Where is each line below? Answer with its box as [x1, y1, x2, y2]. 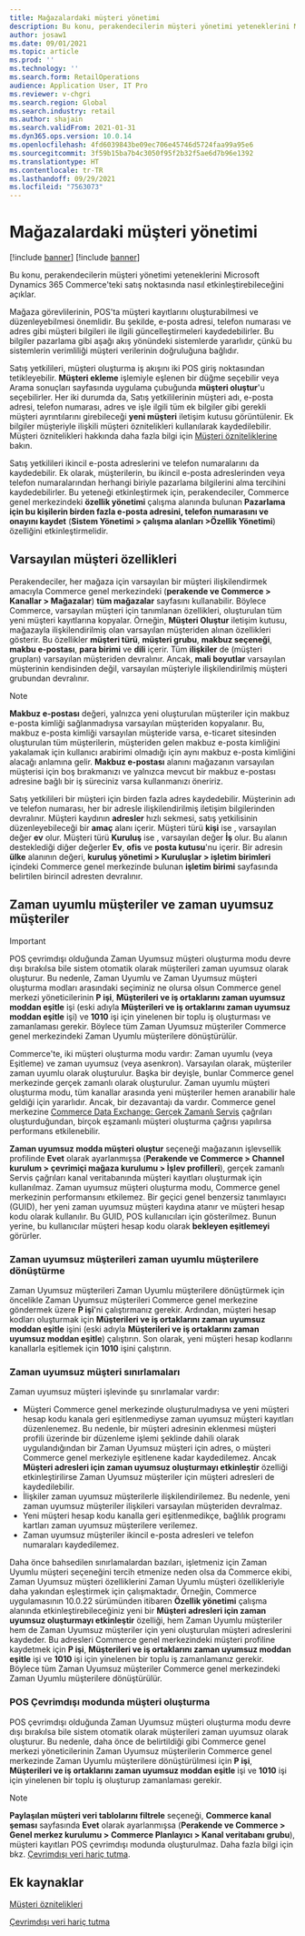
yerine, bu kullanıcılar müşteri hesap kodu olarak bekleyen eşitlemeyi [9, 1221, 271, 1232]
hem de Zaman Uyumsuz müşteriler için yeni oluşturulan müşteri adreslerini [9, 1625, 292, 1636]
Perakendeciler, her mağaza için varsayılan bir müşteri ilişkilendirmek [9, 575, 268, 587]
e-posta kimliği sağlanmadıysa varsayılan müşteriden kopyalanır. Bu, [9, 717, 265, 728]
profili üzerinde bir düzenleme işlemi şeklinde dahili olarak [22, 1433, 240, 1444]
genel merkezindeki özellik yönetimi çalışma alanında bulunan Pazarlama [9, 497, 286, 508]
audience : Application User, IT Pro [9, 81, 148, 90]
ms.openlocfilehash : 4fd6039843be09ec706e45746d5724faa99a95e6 [9, 140, 254, 149]
